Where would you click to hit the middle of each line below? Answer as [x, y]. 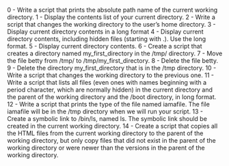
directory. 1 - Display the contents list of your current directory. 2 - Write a [111, 17]
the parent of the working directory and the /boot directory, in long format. [112, 97]
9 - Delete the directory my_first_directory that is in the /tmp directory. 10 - [112, 68]
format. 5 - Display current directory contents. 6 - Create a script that [105, 46]
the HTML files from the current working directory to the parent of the [105, 133]
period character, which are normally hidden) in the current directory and [110, 89]
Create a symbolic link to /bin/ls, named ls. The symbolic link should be [107, 119]
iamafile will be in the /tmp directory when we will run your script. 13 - [105, 111]
